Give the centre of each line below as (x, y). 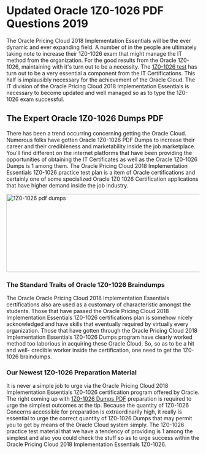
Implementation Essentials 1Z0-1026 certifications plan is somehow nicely (100, 318)
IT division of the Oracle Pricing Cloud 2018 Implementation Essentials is (98, 86)
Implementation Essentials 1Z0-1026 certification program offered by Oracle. (103, 392)
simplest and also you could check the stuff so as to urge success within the (103, 438)
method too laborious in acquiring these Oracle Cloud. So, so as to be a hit (101, 344)
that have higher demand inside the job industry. (67, 185)
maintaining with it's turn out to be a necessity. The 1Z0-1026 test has (109, 66)
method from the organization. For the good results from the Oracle (91, 60)
